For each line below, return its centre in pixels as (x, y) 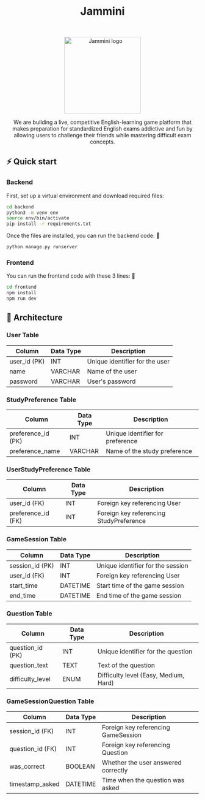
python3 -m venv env (33, 213)
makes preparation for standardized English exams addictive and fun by (103, 128)
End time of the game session (139, 595)
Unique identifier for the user (128, 361)
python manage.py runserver (42, 247)
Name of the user (112, 371)
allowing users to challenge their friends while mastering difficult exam (103, 135)
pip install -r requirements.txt (49, 224)
